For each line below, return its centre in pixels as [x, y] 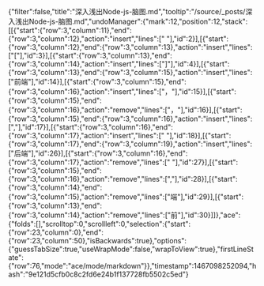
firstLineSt [237, 249]
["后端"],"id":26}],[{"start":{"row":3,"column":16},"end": [98, 153]
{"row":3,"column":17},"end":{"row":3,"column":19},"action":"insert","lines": [130, 144]
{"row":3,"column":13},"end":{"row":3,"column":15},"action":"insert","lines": [130, 72]
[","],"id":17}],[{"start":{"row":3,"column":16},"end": [91, 127]
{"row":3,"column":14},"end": [55, 187]
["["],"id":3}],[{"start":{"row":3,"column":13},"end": [90, 55]
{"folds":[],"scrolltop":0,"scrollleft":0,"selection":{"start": [100, 224]
